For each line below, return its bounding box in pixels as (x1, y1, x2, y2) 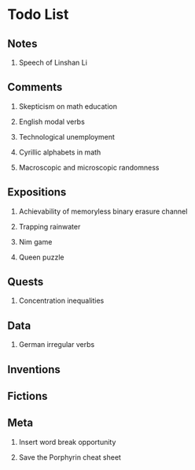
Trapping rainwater (18, 222, 81, 231)
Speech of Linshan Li (18, 58, 88, 67)
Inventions (7, 363, 61, 376)
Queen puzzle (18, 252, 64, 262)
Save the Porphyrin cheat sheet (18, 452, 121, 462)
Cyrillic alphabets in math (18, 147, 101, 157)
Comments (7, 80, 63, 94)
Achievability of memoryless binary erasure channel (18, 207, 188, 216)
